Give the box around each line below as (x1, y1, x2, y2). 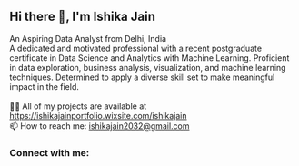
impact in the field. (9, 81, 80, 92)
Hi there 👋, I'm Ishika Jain (9, 9, 156, 24)
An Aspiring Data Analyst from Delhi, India (9, 33, 166, 44)
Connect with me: (9, 146, 90, 159)
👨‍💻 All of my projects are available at (9, 101, 147, 112)
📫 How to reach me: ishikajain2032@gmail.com (9, 120, 190, 132)
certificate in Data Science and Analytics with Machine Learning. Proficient (9, 52, 290, 63)
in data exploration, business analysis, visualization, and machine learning (9, 62, 286, 73)
